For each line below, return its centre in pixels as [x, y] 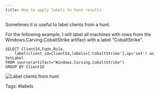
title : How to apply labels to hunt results [53, 10]
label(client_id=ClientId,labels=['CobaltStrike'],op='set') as [84, 53]
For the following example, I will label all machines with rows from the [78, 34]
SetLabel [15, 58]
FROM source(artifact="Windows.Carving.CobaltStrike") [65, 62]
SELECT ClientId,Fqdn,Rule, [35, 49]
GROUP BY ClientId [25, 67]
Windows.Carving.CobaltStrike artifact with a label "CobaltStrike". [74, 40]
